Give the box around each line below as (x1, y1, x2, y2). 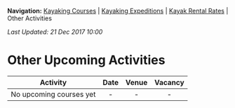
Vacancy (154, 77, 184, 87)
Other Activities (7, 14, 53, 22)
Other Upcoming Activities (7, 53, 166, 68)
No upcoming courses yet (11, 89, 96, 99)
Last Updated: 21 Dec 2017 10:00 (7, 28, 103, 36)
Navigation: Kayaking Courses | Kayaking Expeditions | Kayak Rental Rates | (7, 7, 229, 15)
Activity (39, 77, 67, 87)
